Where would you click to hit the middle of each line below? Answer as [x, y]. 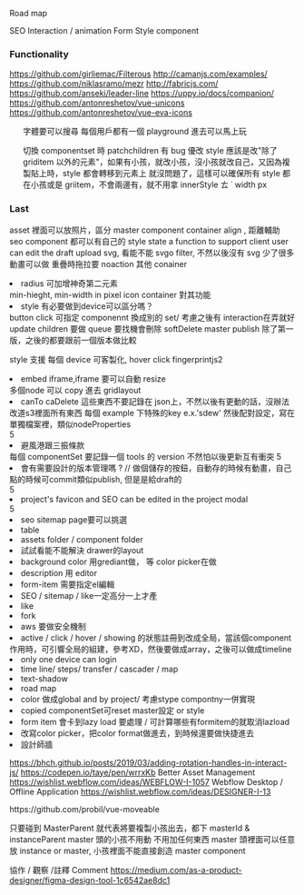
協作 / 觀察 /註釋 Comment [59, 870]
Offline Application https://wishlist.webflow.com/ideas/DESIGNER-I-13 [140, 791]
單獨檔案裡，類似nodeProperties [70, 424]
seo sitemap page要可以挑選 [74, 519]
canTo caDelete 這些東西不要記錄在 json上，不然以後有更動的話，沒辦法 [156, 401]
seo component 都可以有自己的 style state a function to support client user [149, 241]
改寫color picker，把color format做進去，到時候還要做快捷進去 [137, 733]
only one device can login [69, 659]
